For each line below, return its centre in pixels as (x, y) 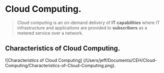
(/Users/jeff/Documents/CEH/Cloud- (120, 60)
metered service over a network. (50, 33)
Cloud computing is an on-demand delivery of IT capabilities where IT (88, 23)
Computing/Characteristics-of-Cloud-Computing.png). (60, 65)
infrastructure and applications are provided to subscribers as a (82, 27)
